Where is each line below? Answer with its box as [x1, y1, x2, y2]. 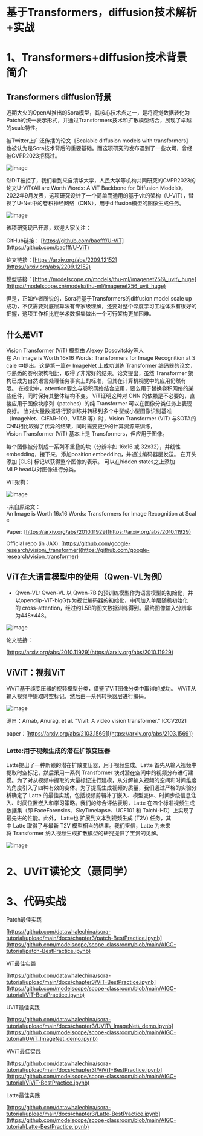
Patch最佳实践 [6, 916, 42, 923]
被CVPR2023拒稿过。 [6, 152, 60, 159]
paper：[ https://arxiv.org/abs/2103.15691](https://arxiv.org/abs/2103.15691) [6, 729, 193, 737]
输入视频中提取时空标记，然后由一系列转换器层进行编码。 [6, 692, 149, 700]
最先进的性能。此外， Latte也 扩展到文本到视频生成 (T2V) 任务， [6, 814, 166, 822]
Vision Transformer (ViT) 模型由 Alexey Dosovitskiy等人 [6, 347, 144, 354]
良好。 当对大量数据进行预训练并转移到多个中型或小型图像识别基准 [6, 407, 172, 414]
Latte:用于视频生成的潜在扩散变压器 [6, 746, 111, 755]
